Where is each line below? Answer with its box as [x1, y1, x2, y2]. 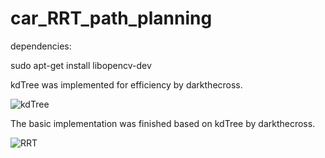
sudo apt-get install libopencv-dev [10, 59, 152, 71]
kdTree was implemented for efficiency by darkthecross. [10, 78, 243, 91]
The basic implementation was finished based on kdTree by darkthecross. [10, 117, 316, 129]
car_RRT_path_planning [10, 7, 213, 30]
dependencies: [10, 40, 72, 52]
